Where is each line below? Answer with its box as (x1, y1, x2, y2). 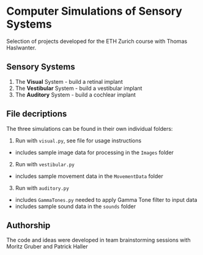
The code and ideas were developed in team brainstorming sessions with (6, 237, 191, 244)
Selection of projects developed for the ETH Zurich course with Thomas (6, 37, 188, 45)
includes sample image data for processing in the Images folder (15, 149, 174, 156)
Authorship (6, 220, 51, 231)
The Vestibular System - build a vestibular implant (15, 84, 142, 92)
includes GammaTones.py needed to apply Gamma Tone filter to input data (15, 196, 197, 203)
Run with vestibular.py (15, 160, 75, 168)
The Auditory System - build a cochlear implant (15, 91, 136, 98)
